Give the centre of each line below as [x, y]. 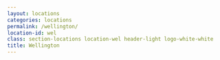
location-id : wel [32, 33]
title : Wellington [33, 46]
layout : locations [33, 13]
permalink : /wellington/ [43, 26]
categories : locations [40, 20]
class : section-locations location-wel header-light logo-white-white [110, 39]
